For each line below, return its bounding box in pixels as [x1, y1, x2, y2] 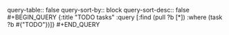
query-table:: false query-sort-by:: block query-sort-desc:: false [7, 6, 190, 14]
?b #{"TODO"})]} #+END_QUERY [7, 21, 100, 28]
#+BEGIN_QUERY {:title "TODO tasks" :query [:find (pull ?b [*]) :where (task [7, 13, 223, 21]
